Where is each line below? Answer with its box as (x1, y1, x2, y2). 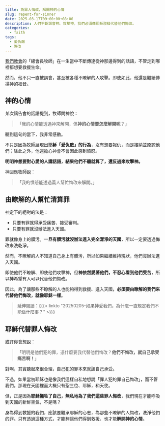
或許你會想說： (5, 339, 35, 345)
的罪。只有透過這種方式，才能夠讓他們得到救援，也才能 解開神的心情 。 (5, 416, 147, 422)
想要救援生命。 (13, 64, 44, 70)
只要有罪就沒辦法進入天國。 (12, 226, 69, 232)
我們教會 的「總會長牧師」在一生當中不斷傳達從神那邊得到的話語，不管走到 (5, 58, 156, 64)
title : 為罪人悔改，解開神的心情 (5, 7, 65, 12)
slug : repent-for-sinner (5, 12, 56, 17)
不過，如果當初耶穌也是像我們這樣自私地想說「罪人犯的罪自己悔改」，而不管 (5, 376, 158, 382)
